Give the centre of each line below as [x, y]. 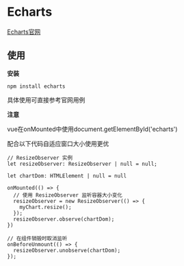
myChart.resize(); [45, 207]
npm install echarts [37, 86]
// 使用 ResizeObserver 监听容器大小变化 [68, 195]
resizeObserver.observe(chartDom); [64, 219]
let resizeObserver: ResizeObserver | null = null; [82, 164]
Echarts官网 [24, 32]
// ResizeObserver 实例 [40, 158]
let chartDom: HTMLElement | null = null [67, 176]
